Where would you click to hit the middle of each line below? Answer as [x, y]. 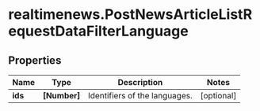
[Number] [61, 96]
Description [140, 82]
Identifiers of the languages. [140, 96]
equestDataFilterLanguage [98, 31]
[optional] [218, 96]
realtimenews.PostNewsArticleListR [130, 15]
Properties [35, 60]
